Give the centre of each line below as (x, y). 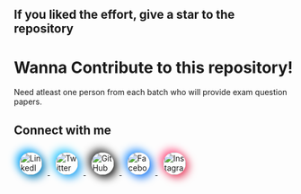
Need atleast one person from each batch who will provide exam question (150, 93)
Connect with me (63, 130)
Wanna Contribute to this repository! (154, 67)
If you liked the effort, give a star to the (124, 15)
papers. (28, 101)
